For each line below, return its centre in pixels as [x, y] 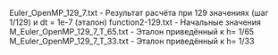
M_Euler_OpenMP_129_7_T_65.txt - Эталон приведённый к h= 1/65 [132, 31]
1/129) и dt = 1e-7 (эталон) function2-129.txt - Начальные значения [135, 22]
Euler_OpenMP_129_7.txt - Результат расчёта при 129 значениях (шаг [139, 13]
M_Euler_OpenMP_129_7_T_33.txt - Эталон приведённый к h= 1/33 [132, 41]
